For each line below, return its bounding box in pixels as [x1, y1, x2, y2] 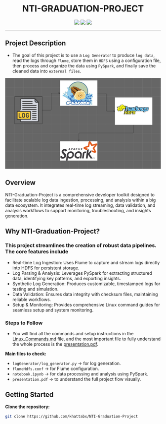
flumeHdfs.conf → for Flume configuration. [12, 365, 99, 371]
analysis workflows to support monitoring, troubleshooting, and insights [5, 207, 151, 213]
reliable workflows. [12, 296, 51, 303]
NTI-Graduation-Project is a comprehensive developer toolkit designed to [5, 191, 155, 197]
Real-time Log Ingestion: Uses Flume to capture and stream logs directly [12, 259, 160, 265]
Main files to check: [5, 351, 46, 357]
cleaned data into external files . [12, 68, 82, 74]
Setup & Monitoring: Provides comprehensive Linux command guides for [12, 302, 161, 307]
